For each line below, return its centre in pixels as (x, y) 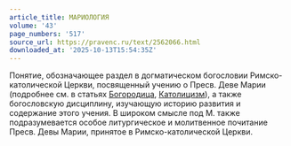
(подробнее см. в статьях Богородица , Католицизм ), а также (125, 95)
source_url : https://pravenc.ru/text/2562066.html (105, 42)
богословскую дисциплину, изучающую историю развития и (125, 104)
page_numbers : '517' (48, 34)
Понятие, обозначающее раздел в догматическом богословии (129, 75)
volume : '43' (33, 26)
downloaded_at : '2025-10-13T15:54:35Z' (83, 50)
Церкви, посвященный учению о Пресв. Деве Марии (165, 85)
